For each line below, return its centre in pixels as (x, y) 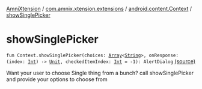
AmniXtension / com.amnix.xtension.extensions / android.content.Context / (99, 9)
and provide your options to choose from (57, 79)
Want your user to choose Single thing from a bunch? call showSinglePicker (100, 73)
